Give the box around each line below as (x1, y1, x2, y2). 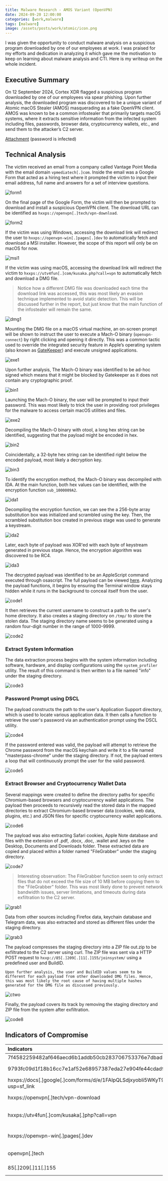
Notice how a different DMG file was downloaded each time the (17, 285, 148, 291)
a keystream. (5, 522, 32, 528)
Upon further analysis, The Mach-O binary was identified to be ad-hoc (5, 367, 151, 373)
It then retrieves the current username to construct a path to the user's (5, 607, 151, 613)
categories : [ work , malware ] (5, 17, 64, 22)
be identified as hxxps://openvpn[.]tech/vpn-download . (5, 210, 118, 216)
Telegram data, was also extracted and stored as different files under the (5, 919, 155, 925)
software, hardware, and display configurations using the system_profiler (5, 662, 157, 668)
